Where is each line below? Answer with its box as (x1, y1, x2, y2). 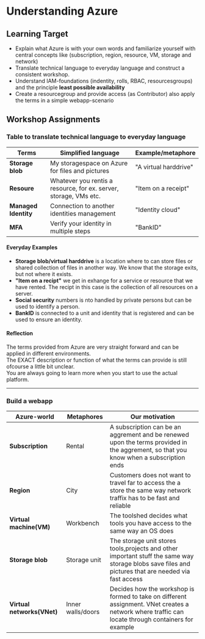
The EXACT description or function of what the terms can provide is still (6, 356, 187, 364)
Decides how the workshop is (109, 585, 195, 593)
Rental (66, 442, 84, 450)
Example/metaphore (135, 148, 196, 157)
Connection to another (49, 202, 115, 210)
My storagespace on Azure (49, 159, 128, 167)
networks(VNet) (9, 608, 58, 616)
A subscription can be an (109, 423, 182, 431)
